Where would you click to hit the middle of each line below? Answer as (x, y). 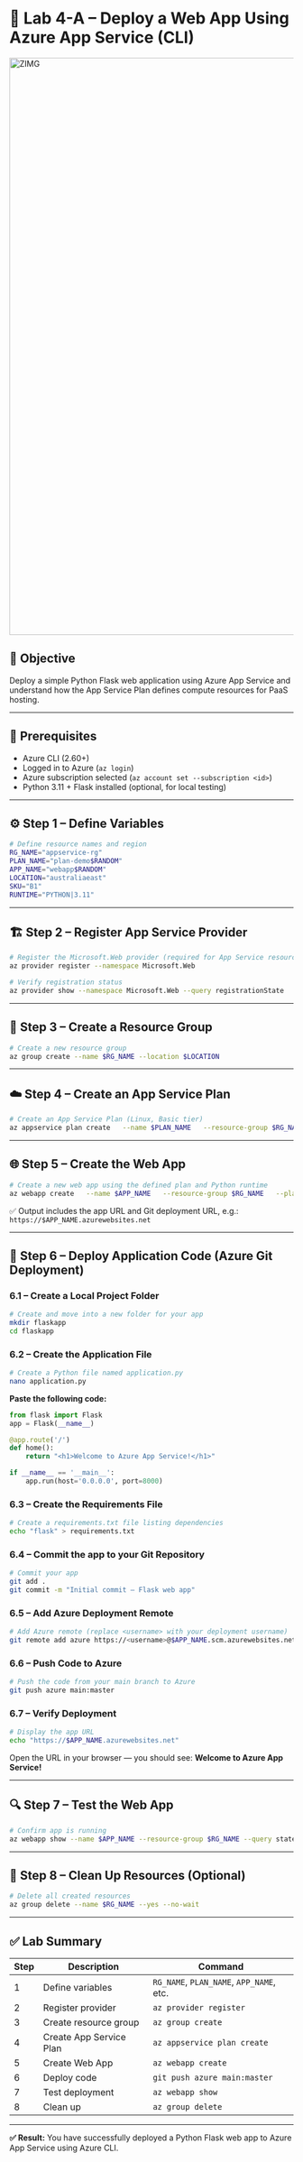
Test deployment (78, 2093)
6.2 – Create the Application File (81, 1354)
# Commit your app (44, 1573)
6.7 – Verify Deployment (63, 1713)
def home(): (32, 1448)
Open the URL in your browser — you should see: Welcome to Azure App (147, 1758)
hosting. (24, 699)
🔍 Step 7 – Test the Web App (92, 1805)
